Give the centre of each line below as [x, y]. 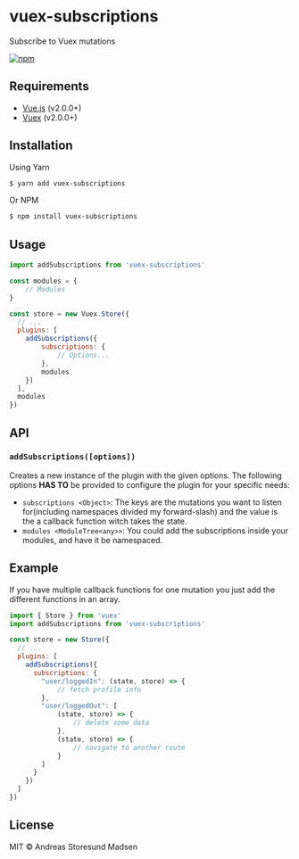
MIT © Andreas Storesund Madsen [74, 847]
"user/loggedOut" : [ [79, 706]
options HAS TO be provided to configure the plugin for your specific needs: [149, 484]
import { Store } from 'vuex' [66, 615]
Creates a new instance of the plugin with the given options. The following [146, 475]
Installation [41, 146]
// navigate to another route [129, 747]
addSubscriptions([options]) [73, 457]
